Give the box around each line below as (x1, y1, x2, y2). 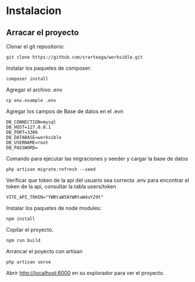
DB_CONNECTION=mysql (6, 119, 57, 125)
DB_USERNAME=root (6, 140, 49, 145)
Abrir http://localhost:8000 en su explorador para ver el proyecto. (6, 270, 164, 276)
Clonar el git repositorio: (6, 43, 65, 50)
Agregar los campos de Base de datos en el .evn (6, 108, 124, 115)
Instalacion (6, 4, 62, 18)
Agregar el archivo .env (6, 86, 63, 93)
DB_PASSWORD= (6, 145, 38, 151)
